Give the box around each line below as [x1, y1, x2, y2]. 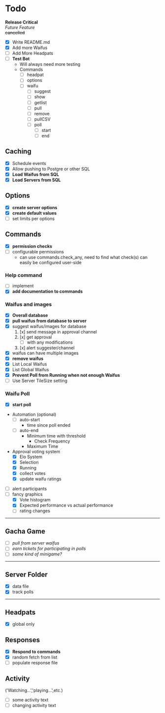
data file [12, 583, 29, 589]
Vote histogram [19, 497, 51, 503]
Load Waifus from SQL [12, 171, 59, 177]
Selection [19, 459, 39, 465]
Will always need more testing [19, 61, 81, 67]
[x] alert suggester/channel [19, 345, 75, 351]
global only [12, 621, 35, 627]
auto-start [19, 416, 40, 422]
